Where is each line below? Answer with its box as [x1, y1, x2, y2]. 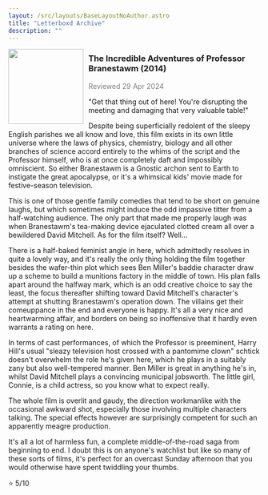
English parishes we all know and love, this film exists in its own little [8, 129, 234, 139]
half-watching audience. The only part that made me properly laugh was [8, 213, 247, 223]
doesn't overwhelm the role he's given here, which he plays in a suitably [8, 354, 246, 364]
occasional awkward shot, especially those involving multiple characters [8, 404, 247, 413]
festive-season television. [8, 180, 94, 190]
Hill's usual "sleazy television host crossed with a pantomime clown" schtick [8, 346, 260, 356]
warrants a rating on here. [8, 322, 94, 332]
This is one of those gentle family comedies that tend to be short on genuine [8, 195, 260, 205]
